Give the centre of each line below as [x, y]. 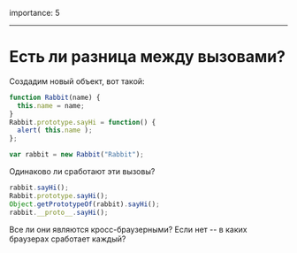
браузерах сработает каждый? [68, 239]
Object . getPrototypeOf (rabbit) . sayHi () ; [85, 204]
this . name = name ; [51, 105]
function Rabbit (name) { [55, 97]
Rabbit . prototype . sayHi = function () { [83, 122]
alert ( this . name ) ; [55, 130]
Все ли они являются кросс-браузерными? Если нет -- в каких [128, 229]
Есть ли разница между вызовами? [147, 57]
